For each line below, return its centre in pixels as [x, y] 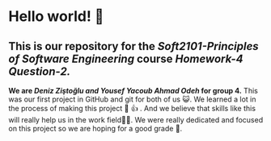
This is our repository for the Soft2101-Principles [133, 46]
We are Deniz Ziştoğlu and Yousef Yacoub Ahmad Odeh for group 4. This [133, 91]
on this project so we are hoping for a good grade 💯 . [95, 129]
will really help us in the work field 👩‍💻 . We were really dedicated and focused [136, 120]
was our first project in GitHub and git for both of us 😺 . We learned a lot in [132, 99]
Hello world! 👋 [56, 17]
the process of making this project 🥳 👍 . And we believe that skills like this [132, 108]
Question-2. [40, 71]
